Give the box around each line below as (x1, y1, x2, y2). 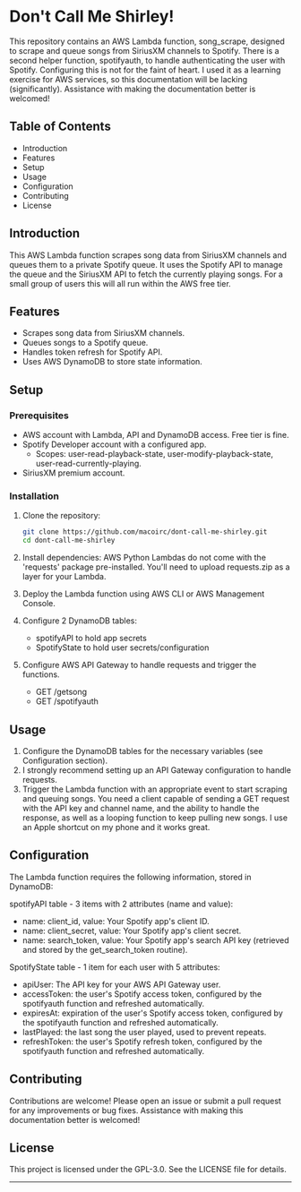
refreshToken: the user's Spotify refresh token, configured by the (21, 1036, 262, 1047)
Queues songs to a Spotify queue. (21, 338, 149, 348)
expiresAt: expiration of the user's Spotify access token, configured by (21, 1008, 284, 1018)
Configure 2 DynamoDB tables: (21, 615, 137, 626)
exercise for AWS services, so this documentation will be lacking (9, 73, 248, 84)
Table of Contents (9, 119, 112, 134)
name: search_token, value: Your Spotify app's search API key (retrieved (21, 934, 289, 946)
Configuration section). (21, 755, 108, 766)
